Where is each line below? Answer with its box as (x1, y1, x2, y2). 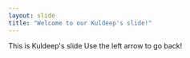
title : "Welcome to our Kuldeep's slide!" (8, 19, 152, 27)
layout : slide (8, 11, 56, 20)
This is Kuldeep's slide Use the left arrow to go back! (8, 41, 183, 50)
